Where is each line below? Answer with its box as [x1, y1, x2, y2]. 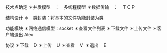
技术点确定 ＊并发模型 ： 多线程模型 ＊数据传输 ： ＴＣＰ [5, 4, 136, 10]
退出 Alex [14, 32, 34, 37]
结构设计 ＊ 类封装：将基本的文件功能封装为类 [5, 15, 104, 21]
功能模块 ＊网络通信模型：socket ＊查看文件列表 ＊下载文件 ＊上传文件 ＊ [5, 25, 157, 31]
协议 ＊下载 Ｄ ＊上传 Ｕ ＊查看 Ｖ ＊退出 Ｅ [5, 42, 107, 48]
